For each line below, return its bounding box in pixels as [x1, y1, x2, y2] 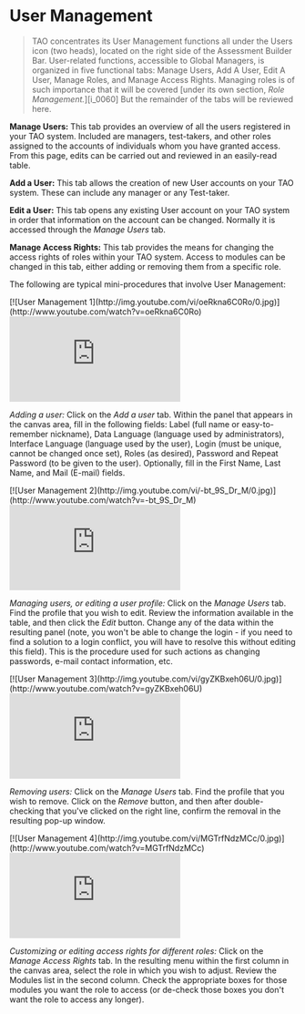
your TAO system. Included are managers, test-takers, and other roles [9, 130, 271, 141]
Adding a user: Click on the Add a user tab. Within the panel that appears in [9, 409, 293, 420]
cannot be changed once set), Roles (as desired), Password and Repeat [9, 447, 280, 458]
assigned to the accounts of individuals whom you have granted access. [9, 140, 280, 151]
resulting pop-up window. [9, 814, 107, 825]
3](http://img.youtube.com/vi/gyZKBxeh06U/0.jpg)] [89, 673, 282, 684]
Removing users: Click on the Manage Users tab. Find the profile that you [9, 785, 285, 797]
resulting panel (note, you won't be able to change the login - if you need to [9, 626, 293, 638]
